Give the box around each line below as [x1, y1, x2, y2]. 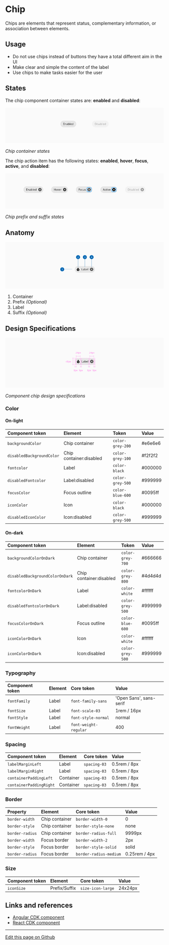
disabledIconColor [7, 515, 46, 520]
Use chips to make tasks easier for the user [12, 69, 103, 75]
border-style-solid [75, 845, 117, 850]
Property [7, 808, 27, 815]
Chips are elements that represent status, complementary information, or [5, 20, 156, 26]
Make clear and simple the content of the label [12, 64, 109, 70]
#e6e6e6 [141, 440, 161, 446]
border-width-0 [75, 817, 108, 822]
